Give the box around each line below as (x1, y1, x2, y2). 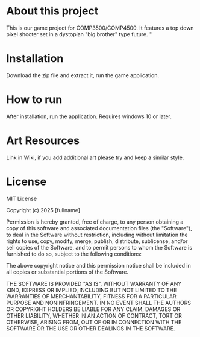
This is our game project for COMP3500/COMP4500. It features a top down (6, 24, 194, 31)
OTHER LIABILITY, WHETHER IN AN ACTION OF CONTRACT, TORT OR (6, 312, 182, 319)
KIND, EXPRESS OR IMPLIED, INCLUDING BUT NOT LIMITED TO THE (6, 286, 177, 294)
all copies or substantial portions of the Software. (6, 268, 128, 276)
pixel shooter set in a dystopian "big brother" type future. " (6, 30, 152, 37)
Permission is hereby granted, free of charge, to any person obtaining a (6, 218, 184, 225)
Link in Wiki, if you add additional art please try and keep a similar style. (6, 154, 184, 161)
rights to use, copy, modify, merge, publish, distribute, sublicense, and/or (6, 237, 188, 245)
